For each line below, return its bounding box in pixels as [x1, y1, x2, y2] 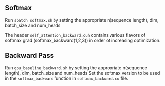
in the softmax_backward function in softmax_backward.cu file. [5, 75, 129, 81]
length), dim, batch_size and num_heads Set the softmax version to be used [5, 70, 160, 76]
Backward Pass [5, 51, 54, 60]
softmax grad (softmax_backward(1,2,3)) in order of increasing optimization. [5, 37, 161, 43]
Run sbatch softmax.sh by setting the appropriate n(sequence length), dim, [5, 17, 159, 23]
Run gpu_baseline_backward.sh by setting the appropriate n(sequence [5, 64, 147, 71]
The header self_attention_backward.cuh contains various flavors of [5, 32, 146, 38]
